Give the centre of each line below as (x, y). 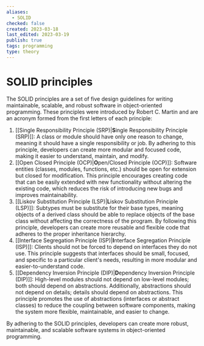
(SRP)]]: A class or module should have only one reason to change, (99, 136)
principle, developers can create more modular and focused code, (98, 150)
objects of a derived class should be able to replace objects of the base (105, 214)
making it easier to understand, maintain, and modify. (82, 156)
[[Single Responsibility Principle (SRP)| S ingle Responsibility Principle (101, 130)
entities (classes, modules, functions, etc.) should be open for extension (106, 169)
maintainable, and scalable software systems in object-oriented (86, 330)
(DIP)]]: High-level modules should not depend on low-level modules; (102, 279)
